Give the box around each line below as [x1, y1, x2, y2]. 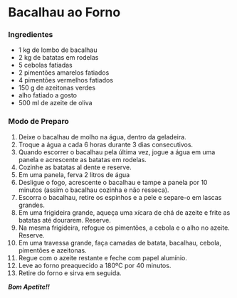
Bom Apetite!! [8, 282, 51, 291]
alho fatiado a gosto [18, 91, 78, 100]
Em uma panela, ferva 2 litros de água [18, 170, 130, 179]
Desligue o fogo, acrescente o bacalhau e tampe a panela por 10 [18, 178, 208, 186]
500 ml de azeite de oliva [18, 99, 93, 107]
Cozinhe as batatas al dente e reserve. [18, 163, 132, 171]
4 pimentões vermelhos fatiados [18, 76, 113, 85]
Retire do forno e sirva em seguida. [18, 268, 122, 277]
